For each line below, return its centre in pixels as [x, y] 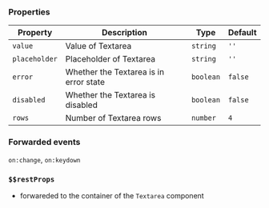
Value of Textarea [98, 46]
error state [85, 82]
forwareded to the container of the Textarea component [112, 195]
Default [242, 33]
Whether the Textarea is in [115, 72]
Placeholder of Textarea [110, 59]
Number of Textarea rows [113, 118]
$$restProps [32, 179]
